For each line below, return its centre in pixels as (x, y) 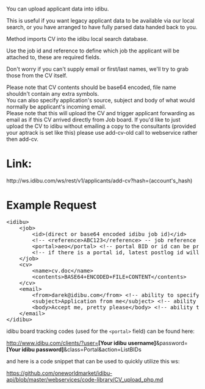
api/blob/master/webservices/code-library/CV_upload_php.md (85, 379)
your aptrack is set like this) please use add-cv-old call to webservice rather (102, 133)
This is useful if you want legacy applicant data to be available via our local (100, 20)
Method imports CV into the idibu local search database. (77, 39)
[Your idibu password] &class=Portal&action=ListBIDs (74, 349)
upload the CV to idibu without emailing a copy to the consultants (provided (101, 126)
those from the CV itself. (37, 75)
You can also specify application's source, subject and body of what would (101, 100)
